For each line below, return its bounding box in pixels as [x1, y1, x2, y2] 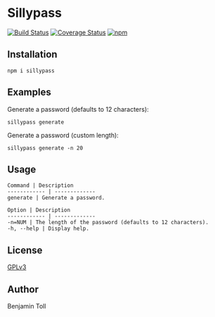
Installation [7, 48, 58, 60]
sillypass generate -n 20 [7, 144, 83, 152]
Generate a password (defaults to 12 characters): [7, 105, 149, 113]
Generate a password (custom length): [7, 131, 119, 139]
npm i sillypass [7, 67, 55, 75]
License [7, 244, 43, 256]
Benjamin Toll [7, 302, 46, 310]
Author [7, 283, 39, 295]
